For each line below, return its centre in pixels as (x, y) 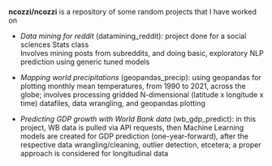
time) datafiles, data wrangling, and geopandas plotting (112, 103)
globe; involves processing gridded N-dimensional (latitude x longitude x (142, 95)
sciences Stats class (54, 45)
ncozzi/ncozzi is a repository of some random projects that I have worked (133, 12)
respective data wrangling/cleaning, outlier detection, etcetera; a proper (140, 145)
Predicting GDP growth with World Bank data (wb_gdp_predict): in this (138, 119)
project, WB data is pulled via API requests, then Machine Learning (132, 128)
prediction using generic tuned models (85, 62)
